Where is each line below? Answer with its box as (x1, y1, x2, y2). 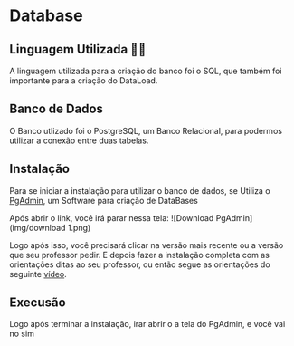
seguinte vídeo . (9, 268, 68, 279)
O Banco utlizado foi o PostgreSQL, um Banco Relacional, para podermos (9, 125, 283, 136)
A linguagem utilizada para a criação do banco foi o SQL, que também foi (9, 65, 282, 76)
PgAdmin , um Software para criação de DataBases (9, 195, 199, 206)
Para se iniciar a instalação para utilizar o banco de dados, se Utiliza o (9, 185, 270, 196)
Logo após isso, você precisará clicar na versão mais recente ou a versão (9, 239, 284, 250)
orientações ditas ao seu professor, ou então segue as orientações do (9, 259, 270, 270)
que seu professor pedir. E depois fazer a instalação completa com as (9, 249, 270, 260)
